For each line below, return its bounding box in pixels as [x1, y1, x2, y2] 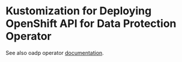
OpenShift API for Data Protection [5, 17, 177, 30]
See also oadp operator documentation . [5, 49, 105, 56]
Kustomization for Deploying [5, 4, 152, 18]
